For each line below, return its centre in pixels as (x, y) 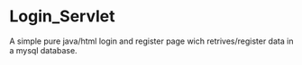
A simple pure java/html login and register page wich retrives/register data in (151, 41)
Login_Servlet (62, 16)
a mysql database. (44, 50)
